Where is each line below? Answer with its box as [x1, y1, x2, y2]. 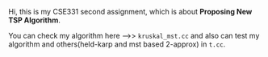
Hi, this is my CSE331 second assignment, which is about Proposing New [8, 7, 253, 16]
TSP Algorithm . [8, 15, 61, 25]
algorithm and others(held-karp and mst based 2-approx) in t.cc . [8, 39, 226, 49]
